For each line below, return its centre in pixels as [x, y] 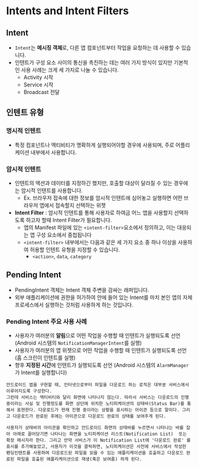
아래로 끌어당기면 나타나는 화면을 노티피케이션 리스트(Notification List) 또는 [100, 434]
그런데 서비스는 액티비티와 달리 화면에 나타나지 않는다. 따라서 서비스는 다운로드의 [92, 398]
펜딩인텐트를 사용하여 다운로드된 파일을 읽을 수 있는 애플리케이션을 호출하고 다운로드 [95, 453]
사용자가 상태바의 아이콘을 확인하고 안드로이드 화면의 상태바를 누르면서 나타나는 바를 [95, 428]
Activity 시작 [38, 77]
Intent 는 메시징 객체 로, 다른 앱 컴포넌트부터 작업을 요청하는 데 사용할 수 [97, 48]
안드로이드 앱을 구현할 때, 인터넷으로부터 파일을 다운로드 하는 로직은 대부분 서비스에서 [98, 385]
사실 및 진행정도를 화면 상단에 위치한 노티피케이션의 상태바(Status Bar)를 [105, 404]
